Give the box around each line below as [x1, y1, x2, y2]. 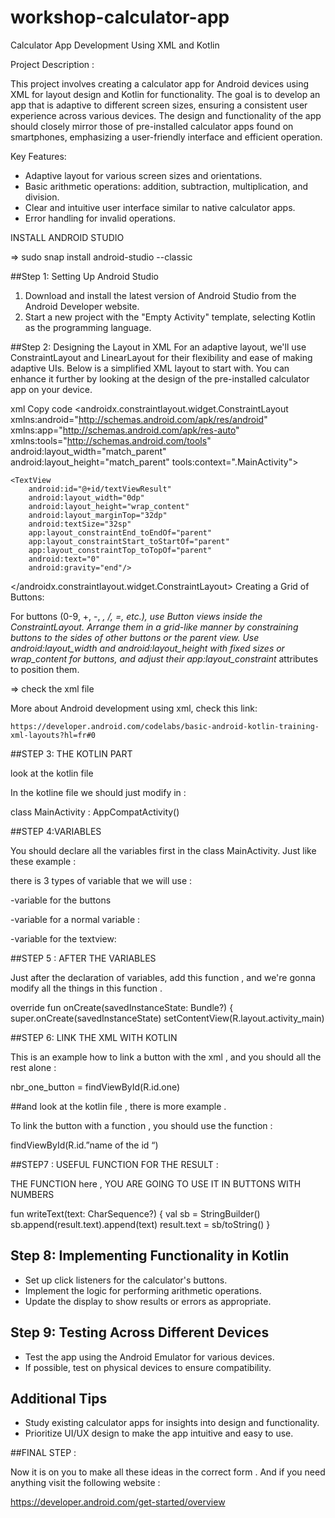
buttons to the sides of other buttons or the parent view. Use [10, 631, 260, 643]
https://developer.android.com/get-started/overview [10, 1496, 226, 1508]
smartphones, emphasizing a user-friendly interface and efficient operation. [10, 131, 323, 143]
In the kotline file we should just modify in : [10, 786, 187, 798]
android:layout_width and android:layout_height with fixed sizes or [10, 642, 285, 654]
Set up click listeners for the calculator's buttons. [24, 1274, 228, 1286]
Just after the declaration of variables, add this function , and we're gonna [10, 971, 316, 983]
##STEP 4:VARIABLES [10, 825, 102, 837]
